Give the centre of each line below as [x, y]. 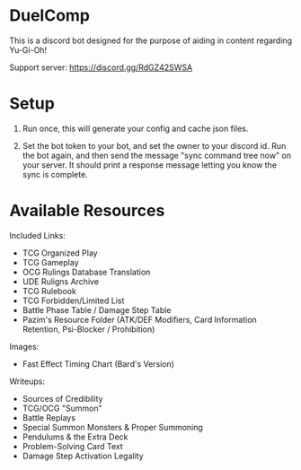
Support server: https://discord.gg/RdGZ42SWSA [101, 67]
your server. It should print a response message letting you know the [149, 165]
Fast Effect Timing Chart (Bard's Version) [98, 363]
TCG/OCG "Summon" [62, 408]
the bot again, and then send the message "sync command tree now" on [157, 155]
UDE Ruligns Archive [61, 281]
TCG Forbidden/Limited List [73, 300]
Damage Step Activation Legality [83, 456]
